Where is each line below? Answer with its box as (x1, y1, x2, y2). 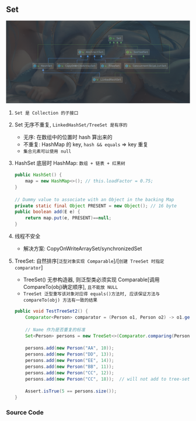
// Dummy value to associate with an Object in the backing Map (14, 196, 174, 202)
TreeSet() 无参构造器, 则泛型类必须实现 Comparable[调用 (23, 276, 160, 283)
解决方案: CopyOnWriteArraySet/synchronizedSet (23, 245, 142, 252)
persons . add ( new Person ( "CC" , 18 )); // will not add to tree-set (25, 376, 190, 382)
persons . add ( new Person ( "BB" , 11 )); (25, 364, 114, 370)
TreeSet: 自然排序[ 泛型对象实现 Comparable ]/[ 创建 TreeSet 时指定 (14, 257, 164, 265)
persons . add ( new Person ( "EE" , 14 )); (25, 358, 114, 364)
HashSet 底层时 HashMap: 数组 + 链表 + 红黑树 (14, 160, 125, 167)
